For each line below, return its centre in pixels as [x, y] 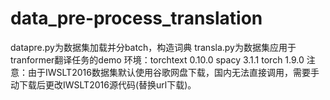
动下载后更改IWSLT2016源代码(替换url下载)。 [103, 84]
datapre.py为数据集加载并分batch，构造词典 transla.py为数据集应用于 [153, 47]
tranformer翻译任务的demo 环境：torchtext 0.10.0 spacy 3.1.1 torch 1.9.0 [157, 59]
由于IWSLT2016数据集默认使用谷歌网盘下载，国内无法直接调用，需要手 [173, 72]
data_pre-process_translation [136, 18]
